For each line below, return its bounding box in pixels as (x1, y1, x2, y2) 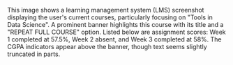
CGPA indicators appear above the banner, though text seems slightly (7, 43, 207, 50)
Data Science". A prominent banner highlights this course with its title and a (7, 21, 224, 28)
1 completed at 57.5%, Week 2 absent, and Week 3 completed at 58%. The (7, 35, 222, 44)
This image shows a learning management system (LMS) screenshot (7, 6, 204, 14)
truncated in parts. (7, 50, 61, 58)
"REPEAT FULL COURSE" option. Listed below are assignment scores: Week (7, 28, 226, 36)
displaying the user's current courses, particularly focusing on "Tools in (7, 13, 213, 21)
